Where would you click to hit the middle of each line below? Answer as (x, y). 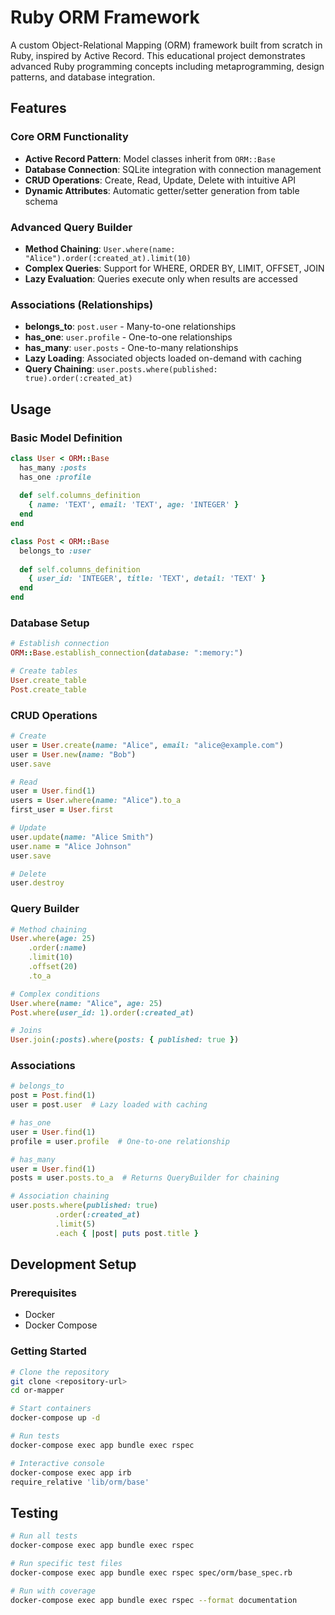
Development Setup (73, 1264)
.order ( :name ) (57, 948)
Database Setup (50, 623)
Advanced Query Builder (71, 227)
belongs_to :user (55, 551)
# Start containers (51, 1409)
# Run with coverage (53, 1591)
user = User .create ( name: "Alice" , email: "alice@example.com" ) (147, 745)
